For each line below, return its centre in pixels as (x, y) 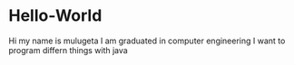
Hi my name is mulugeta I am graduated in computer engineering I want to (147, 41)
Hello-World (55, 16)
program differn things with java (68, 50)
